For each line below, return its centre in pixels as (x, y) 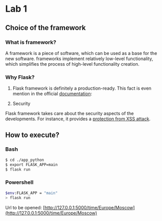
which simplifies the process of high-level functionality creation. (72, 64)
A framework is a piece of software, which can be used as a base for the (81, 53)
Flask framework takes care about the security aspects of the (70, 114)
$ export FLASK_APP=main (31, 164)
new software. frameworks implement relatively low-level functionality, (79, 59)
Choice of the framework (46, 28)
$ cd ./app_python (25, 160)
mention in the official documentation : (52, 94)
